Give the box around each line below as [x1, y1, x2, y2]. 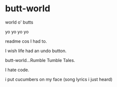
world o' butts [5, 19, 34, 25]
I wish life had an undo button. [5, 48, 67, 54]
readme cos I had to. [5, 38, 47, 44]
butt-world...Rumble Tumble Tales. [5, 57, 76, 63]
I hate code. [5, 67, 30, 73]
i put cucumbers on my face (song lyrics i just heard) [5, 76, 113, 82]
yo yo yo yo [5, 29, 29, 34]
